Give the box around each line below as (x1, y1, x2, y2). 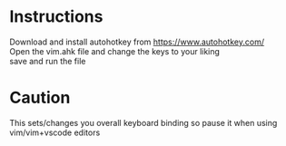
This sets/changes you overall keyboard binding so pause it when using (9, 117, 278, 128)
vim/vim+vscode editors (9, 127, 101, 138)
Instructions (9, 6, 104, 27)
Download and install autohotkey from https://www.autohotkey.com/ (9, 36, 265, 47)
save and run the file (9, 55, 86, 66)
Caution (9, 88, 71, 108)
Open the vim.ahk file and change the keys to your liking (9, 45, 221, 56)
